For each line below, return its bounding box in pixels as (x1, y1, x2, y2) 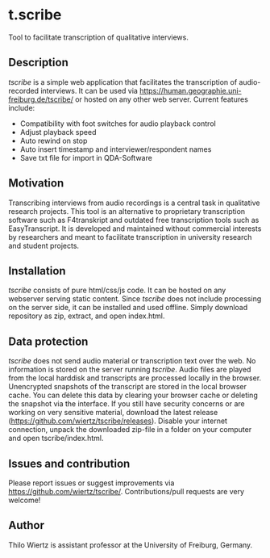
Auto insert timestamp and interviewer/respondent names (19, 144, 212, 154)
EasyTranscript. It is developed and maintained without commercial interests (8, 224, 262, 233)
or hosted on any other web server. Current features (75, 94, 248, 104)
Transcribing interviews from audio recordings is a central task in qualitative (8, 198, 260, 208)
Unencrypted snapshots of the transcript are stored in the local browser (8, 382, 247, 392)
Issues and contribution (8, 456, 131, 470)
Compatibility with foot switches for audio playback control (19, 119, 216, 128)
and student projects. (8, 241, 79, 250)
